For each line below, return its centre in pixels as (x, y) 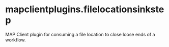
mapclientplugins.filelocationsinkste (85, 9)
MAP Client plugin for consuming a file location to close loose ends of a (80, 34)
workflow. (16, 40)
